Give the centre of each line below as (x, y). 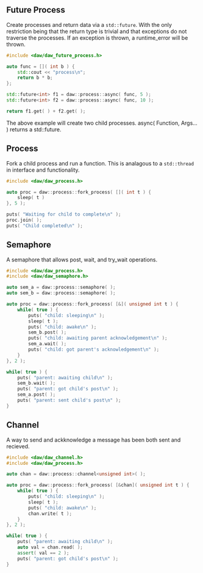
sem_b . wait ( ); (37, 383)
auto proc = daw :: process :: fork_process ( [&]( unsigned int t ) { (92, 304)
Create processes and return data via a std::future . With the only (89, 24)
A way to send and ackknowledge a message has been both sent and (94, 440)
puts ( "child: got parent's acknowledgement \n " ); (94, 350)
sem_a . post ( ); (37, 395)
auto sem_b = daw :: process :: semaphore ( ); (61, 293)
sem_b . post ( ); (48, 332)
